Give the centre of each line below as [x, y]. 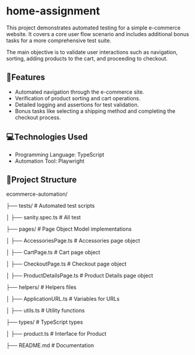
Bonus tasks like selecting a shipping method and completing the [95, 111]
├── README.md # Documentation [50, 345]
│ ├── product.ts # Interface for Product [56, 334]
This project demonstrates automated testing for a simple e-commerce [93, 28]
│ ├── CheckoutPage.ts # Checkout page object [66, 264]
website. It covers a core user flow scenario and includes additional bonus [98, 34]
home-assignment [53, 11]
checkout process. [38, 117]
